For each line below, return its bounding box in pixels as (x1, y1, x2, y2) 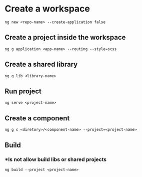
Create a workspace (4, 3, 90, 15)
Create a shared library (4, 60, 78, 69)
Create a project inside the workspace (4, 33, 126, 42)
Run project (4, 87, 42, 95)
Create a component (4, 114, 70, 122)
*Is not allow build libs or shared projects (4, 156, 107, 163)
